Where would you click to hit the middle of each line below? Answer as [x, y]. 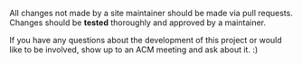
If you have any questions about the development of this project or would [146, 40]
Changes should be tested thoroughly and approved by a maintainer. [138, 23]
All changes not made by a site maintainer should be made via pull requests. [151, 13]
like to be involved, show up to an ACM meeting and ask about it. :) [134, 50]
